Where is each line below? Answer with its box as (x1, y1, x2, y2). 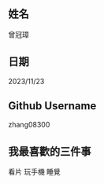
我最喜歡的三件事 (8, 145, 91, 158)
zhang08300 (8, 120, 50, 130)
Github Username (8, 99, 97, 112)
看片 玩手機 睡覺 (8, 167, 61, 177)
